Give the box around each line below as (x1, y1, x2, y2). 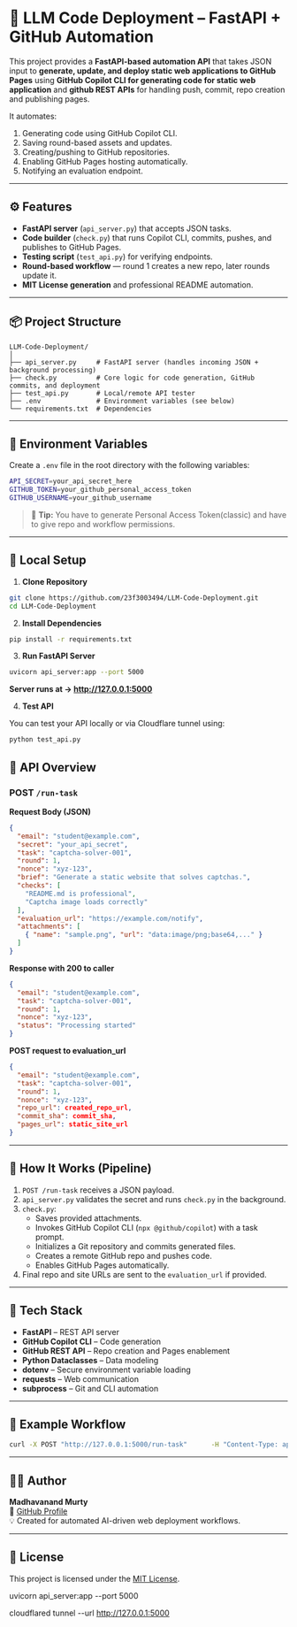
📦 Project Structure (9, 314, 122, 330)
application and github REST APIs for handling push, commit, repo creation (9, 84, 286, 95)
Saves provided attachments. (34, 1212, 142, 1224)
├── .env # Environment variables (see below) (9, 396, 236, 405)
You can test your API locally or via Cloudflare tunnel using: (9, 718, 225, 729)
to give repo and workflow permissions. (30, 519, 176, 529)
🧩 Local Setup (9, 553, 87, 568)
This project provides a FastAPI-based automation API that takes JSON (9, 56, 272, 66)
